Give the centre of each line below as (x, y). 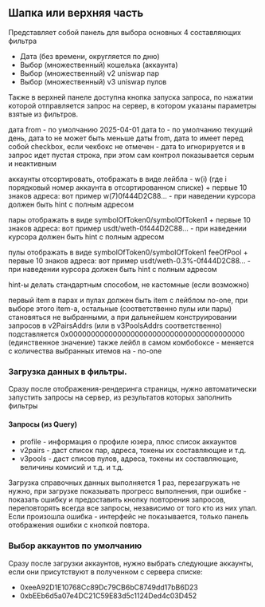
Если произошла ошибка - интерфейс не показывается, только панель (129, 517)
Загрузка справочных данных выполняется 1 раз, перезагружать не (124, 483)
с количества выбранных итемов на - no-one (85, 351)
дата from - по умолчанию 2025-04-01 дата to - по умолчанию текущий (131, 129)
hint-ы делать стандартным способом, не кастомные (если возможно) (129, 284)
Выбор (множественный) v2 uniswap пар (89, 73)
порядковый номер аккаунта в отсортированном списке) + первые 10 (128, 187)
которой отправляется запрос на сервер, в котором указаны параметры (132, 105)
